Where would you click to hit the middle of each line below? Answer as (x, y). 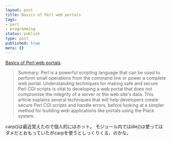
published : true (23, 43)
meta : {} (15, 48)
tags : (11, 19)
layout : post (19, 10)
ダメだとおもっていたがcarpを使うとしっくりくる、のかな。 (68, 133)
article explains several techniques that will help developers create (88, 100)
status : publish (23, 34)
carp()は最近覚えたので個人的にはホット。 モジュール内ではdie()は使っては (84, 126)
